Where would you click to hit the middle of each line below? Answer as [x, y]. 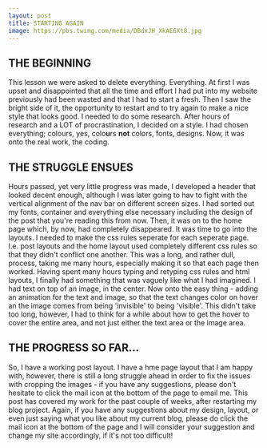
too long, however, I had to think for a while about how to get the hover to [129, 314]
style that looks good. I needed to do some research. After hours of [119, 116]
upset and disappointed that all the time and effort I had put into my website [133, 91]
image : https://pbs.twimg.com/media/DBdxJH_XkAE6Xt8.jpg [105, 30]
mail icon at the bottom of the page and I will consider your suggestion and [132, 426]
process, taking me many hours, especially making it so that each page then [134, 263]
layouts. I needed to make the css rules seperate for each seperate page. [129, 238]
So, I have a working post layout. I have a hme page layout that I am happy [131, 367]
